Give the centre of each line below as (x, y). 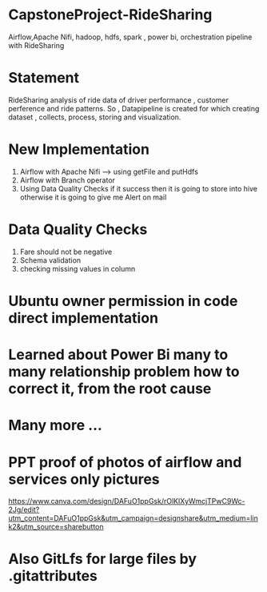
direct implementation (83, 318)
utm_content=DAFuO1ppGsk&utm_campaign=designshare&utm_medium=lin (133, 518)
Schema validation (50, 260)
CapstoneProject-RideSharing (110, 15)
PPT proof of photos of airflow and (125, 462)
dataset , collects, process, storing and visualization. (95, 117)
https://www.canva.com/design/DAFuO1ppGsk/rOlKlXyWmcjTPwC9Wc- (127, 501)
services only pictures (84, 479)
